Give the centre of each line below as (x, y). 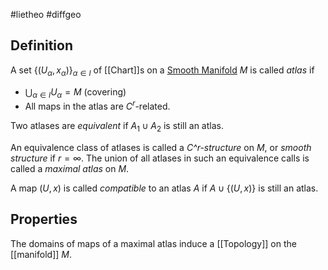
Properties (44, 219)
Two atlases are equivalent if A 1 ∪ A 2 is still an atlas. (117, 127)
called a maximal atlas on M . (70, 168)
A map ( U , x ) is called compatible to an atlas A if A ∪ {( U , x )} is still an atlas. (164, 188)
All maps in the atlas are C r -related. (97, 106)
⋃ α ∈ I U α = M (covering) (75, 92)
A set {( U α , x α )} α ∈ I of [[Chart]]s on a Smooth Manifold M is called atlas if (162, 71)
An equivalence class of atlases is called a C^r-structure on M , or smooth (161, 147)
